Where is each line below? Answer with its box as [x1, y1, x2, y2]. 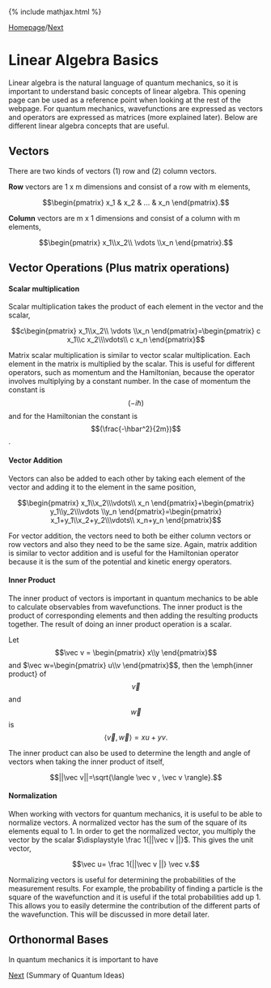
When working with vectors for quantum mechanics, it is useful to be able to [8, 809, 263, 818]
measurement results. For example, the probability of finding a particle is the [8, 883, 263, 893]
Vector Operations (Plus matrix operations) [8, 261, 231, 275]
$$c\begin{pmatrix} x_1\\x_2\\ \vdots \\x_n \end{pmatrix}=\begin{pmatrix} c [11, 326, 261, 336]
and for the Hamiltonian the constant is [8, 412, 138, 421]
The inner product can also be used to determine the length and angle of [8, 748, 251, 757]
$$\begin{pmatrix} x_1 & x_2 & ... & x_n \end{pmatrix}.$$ [42, 197, 230, 207]
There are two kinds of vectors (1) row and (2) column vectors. [8, 166, 217, 175]
